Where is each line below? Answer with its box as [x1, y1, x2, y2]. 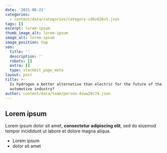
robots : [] [9, 58, 32, 63]
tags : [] [5, 21, 23, 26]
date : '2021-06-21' [5, 7, 46, 12]
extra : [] [9, 63, 30, 68]
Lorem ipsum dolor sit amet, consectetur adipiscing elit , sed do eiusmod [5, 123, 156, 129]
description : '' [9, 53, 43, 59]
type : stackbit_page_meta [9, 68, 64, 73]
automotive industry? [9, 86, 55, 91]
